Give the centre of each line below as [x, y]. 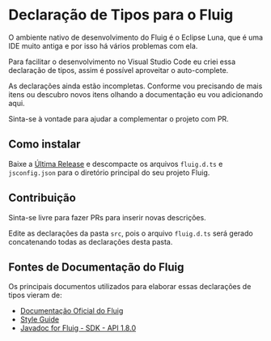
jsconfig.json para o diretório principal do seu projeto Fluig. [109, 173]
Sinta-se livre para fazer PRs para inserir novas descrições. [107, 217]
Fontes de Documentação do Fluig [96, 267]
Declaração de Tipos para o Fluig [121, 15]
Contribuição [42, 198]
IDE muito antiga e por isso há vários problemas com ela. [103, 45]
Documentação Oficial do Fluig [72, 311]
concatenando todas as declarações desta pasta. [91, 241]
